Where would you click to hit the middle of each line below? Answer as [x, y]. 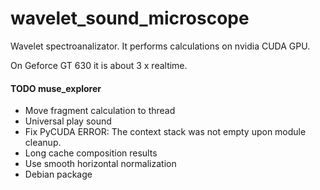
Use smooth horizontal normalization [100, 164]
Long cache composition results [91, 153]
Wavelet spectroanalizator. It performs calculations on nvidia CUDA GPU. [160, 46]
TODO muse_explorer [56, 88]
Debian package [58, 174]
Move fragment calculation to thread [100, 111]
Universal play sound [68, 121]
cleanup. [43, 143]
